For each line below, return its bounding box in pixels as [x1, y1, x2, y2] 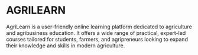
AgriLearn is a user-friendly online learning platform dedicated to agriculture [6, 23, 192, 30]
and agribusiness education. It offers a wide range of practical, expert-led [6, 29, 186, 36]
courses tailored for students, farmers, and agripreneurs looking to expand [6, 35, 188, 43]
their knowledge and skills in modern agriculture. [6, 42, 125, 49]
